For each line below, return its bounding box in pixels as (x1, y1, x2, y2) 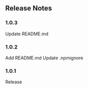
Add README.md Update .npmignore (5, 55, 83, 61)
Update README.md (5, 30, 49, 37)
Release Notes (5, 4, 52, 13)
